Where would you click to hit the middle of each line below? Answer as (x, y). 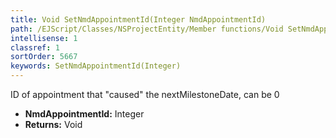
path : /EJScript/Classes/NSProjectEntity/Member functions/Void (147, 29)
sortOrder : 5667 (44, 57)
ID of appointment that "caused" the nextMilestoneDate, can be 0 (145, 94)
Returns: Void (53, 124)
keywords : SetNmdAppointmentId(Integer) (96, 66)
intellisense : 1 (44, 38)
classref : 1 (35, 47)
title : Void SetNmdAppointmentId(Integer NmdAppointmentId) (138, 19)
